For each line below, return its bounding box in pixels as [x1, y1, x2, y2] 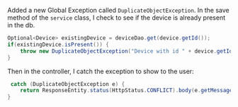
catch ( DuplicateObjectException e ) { [10, 80, 125, 87]
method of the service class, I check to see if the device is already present [7, 13, 225, 22]
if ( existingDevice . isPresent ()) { [7, 41, 110, 48]
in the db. [7, 21, 35, 29]
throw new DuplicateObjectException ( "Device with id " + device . [20, 47, 217, 55]
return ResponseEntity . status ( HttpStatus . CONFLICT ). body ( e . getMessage [20, 87, 233, 94]
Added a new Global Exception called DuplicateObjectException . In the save [7, 6, 229, 14]
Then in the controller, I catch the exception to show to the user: [7, 67, 194, 75]
